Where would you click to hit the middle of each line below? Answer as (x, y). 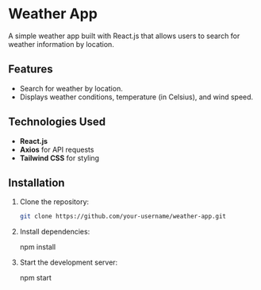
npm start (35, 278)
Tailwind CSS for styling (59, 158)
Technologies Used (57, 122)
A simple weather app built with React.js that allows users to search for (124, 36)
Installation (36, 182)
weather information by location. (61, 44)
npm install (38, 247)
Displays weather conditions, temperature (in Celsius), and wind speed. (136, 97)
